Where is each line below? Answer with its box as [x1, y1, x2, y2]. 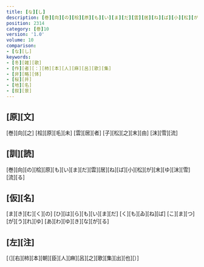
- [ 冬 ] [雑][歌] [6, 59, 42, 66]
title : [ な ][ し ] [6, 8, 46, 15]
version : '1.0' [6, 32, 45, 38]
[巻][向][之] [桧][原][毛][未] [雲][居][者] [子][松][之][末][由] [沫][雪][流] [6, 129, 178, 137]
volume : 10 [6, 37, 34, 43]
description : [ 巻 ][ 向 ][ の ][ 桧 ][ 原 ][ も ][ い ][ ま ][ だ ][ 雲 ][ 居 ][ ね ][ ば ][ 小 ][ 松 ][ [6, 15, 194, 21]
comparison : [6, 43, 36, 49]
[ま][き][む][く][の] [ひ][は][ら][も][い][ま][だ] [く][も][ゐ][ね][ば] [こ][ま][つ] [6, 210, 195, 217]
